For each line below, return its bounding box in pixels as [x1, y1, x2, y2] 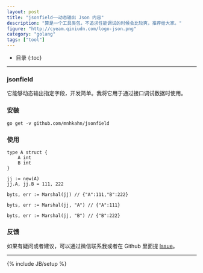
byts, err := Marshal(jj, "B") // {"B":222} [7, 212, 120, 219]
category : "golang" [7, 31, 56, 37]
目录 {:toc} [15, 54, 42, 61]
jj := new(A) [7, 175, 40, 181]
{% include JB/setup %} [7, 260, 67, 268]
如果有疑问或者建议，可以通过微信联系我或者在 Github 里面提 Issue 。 [7, 242, 178, 250]
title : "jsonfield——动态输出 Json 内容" [7, 14, 104, 20]
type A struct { [7, 149, 48, 155]
